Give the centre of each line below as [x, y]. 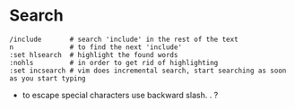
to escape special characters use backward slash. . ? [120, 95]
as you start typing [48, 78]
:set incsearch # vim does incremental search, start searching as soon [148, 71]
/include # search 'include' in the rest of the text [124, 39]
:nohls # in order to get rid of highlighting [114, 63]
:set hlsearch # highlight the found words [94, 54]
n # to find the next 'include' [95, 47]
